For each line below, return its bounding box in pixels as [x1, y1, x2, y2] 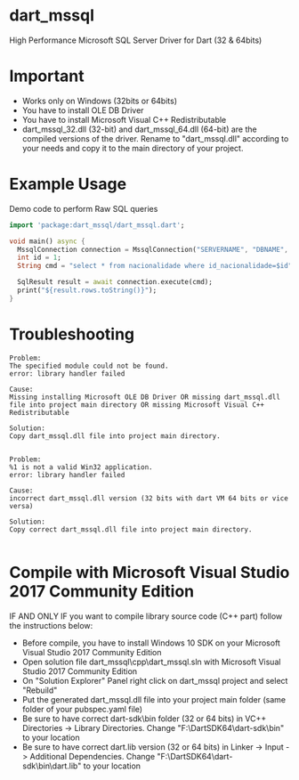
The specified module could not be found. [9, 362, 169, 370]
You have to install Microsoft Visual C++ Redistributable [21, 114, 227, 125]
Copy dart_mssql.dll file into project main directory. [9, 431, 221, 441]
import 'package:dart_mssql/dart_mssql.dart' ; [9, 220, 185, 230]
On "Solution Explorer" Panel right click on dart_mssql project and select [21, 675, 288, 686]
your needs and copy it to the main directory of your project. [21, 142, 244, 153]
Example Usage [9, 175, 127, 194]
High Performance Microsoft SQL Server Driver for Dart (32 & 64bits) [9, 35, 263, 45]
